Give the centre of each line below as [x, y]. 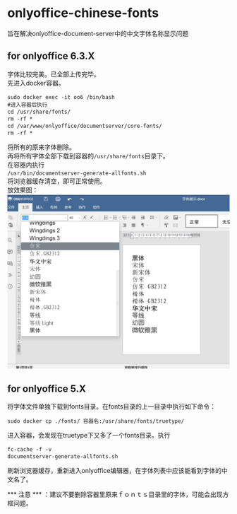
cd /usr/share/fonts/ [39, 112]
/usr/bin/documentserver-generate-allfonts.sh [77, 173]
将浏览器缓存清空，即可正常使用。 [57, 181]
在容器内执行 [26, 165]
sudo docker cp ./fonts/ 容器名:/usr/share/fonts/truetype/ [96, 421]
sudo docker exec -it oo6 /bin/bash [61, 97]
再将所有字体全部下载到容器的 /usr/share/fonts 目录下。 [88, 156]
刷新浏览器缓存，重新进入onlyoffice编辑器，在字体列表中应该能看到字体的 [115, 471]
